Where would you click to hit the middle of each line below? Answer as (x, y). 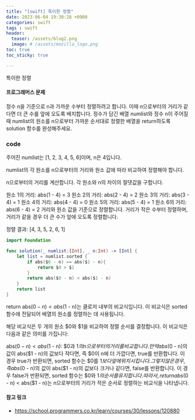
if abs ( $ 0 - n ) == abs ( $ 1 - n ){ (67, 262)
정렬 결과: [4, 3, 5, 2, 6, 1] (36, 229)
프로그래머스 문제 (26, 92)
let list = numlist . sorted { (52, 256)
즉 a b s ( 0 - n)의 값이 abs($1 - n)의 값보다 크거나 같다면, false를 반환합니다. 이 (94, 368)
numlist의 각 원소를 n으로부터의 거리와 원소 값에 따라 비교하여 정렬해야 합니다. (95, 170)
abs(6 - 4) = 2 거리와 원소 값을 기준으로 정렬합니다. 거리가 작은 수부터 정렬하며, (97, 209)
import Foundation (28, 241)
